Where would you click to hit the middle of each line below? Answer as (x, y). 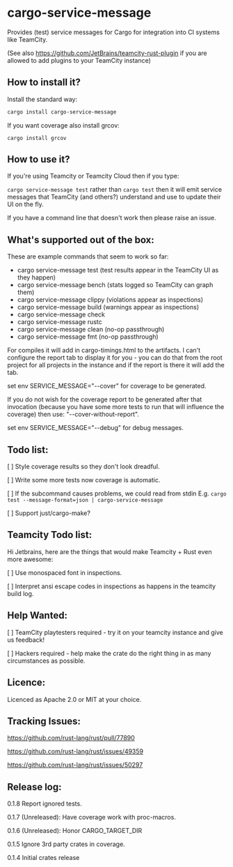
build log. (21, 593)
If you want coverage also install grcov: (63, 125)
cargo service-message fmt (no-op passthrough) (88, 337)
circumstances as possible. (46, 661)
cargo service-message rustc (59, 322)
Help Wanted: (38, 616)
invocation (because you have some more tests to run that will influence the (116, 407)
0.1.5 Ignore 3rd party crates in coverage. (66, 844)
